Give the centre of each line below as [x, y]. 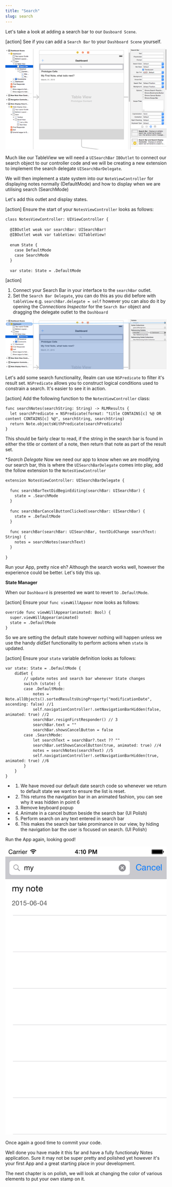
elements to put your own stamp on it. [45, 1179]
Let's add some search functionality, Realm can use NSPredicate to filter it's [85, 378]
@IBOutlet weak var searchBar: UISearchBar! [58, 230]
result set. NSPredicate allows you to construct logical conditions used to [82, 383]
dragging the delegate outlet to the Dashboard [60, 312]
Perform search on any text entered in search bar [72, 819]
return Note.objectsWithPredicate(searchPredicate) [66, 424]
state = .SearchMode [36, 496]
